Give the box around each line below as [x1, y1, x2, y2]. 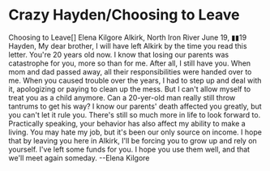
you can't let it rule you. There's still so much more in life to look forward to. [8, 109, 261, 119]
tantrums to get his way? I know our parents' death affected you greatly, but [8, 101, 262, 111]
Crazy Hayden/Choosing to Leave [8, 6, 241, 24]
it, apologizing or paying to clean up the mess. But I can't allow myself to [8, 83, 251, 94]
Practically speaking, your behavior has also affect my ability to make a [8, 118, 246, 128]
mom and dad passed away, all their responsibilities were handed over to [8, 66, 252, 76]
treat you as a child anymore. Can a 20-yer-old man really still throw [8, 92, 236, 102]
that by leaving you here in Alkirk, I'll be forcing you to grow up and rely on [8, 135, 257, 145]
